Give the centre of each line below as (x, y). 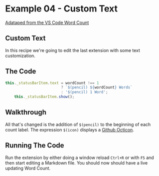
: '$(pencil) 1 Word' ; (84, 92)
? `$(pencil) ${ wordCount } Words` (97, 87)
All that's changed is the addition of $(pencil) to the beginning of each (78, 124)
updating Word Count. (28, 168)
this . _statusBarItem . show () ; (44, 97)
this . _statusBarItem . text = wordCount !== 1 (52, 83)
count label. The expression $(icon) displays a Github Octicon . (70, 129)
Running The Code (35, 145)
